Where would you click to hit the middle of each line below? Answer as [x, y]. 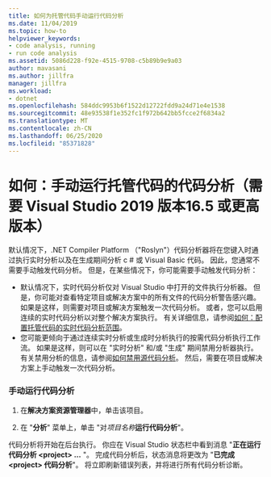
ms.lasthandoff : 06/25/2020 [56, 136]
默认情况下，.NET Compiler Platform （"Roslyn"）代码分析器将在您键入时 [130, 250]
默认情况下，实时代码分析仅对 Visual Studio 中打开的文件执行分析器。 [135, 287]
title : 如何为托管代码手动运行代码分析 [66, 16]
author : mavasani [38, 69]
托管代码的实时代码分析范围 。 [77, 328]
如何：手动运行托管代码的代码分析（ [129, 186]
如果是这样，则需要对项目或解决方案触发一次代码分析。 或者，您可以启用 [141, 308]
